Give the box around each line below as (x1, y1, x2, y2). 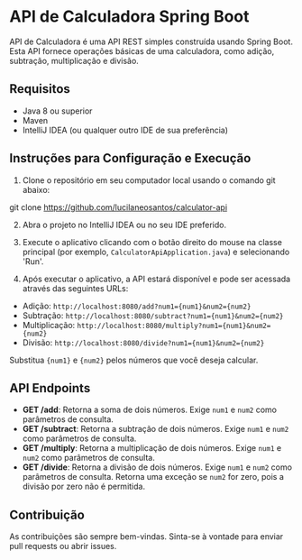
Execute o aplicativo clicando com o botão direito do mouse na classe (22, 236, 282, 247)
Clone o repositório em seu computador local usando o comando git (22, 174, 277, 186)
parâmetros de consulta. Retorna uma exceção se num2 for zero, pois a (22, 472, 284, 482)
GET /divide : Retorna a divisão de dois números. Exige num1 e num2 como (22, 462, 293, 473)
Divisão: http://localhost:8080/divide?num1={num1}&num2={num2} (22, 336, 265, 348)
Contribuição (9, 507, 86, 522)
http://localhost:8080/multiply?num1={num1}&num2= (77, 321, 271, 330)
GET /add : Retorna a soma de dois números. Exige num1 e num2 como (22, 404, 278, 416)
